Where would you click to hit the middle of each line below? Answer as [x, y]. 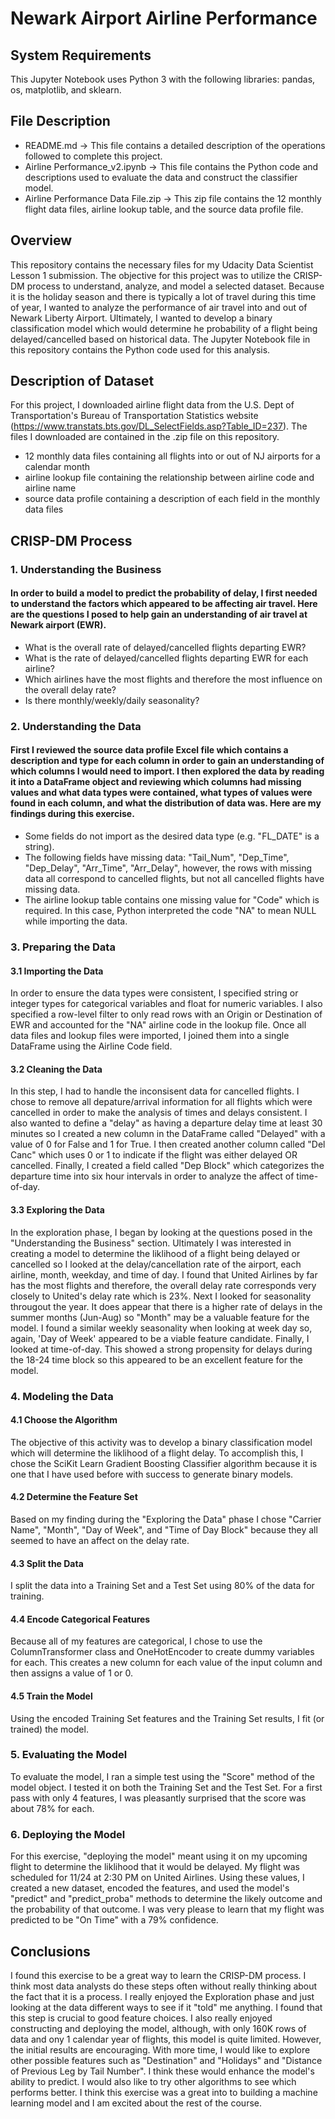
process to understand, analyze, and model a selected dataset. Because [175, 286]
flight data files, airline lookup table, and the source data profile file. [164, 209]
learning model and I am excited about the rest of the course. [136, 2103]
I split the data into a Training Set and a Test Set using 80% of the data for [162, 1586]
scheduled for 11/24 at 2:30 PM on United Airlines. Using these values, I [157, 1878]
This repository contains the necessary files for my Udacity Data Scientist [162, 264]
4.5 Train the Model [51, 1696]
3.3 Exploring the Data [57, 1210]
